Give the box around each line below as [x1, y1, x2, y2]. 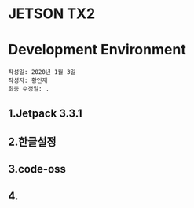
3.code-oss [8, 162, 67, 176]
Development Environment [8, 41, 186, 59]
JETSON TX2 [8, 5, 96, 23]
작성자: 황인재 [8, 76, 48, 85]
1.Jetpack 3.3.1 [8, 106, 82, 120]
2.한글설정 [8, 135, 57, 148]
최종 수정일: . [8, 85, 49, 93]
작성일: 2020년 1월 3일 [8, 69, 76, 76]
